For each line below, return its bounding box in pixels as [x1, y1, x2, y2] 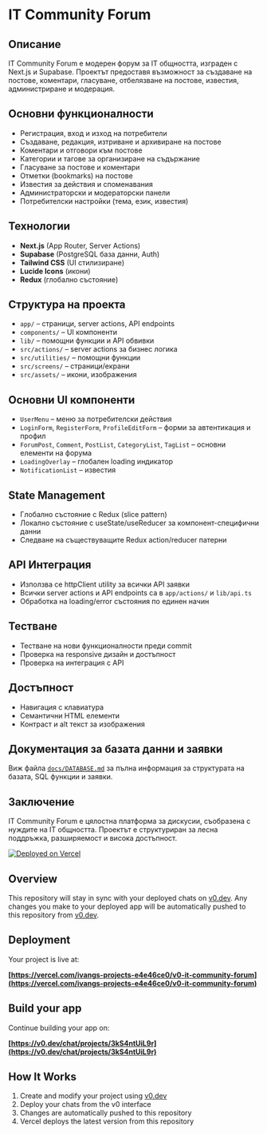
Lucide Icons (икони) [19, 266, 91, 276]
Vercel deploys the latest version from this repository [19, 1116, 194, 1126]
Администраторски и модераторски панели [19, 188, 171, 197]
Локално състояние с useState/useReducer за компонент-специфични [19, 518, 260, 528]
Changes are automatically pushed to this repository [19, 1108, 192, 1118]
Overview [8, 872, 58, 885]
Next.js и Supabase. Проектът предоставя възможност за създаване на [8, 67, 253, 77]
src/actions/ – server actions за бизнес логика [19, 344, 178, 354]
